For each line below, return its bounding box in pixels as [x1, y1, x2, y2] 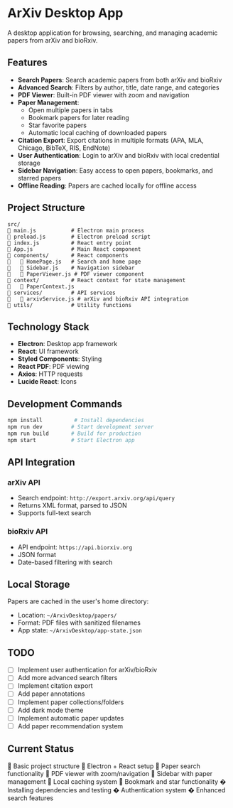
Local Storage [7, 578, 70, 591]
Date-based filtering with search [17, 558, 113, 566]
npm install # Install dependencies [7, 417, 144, 424]
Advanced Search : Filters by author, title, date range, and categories [17, 83, 220, 92]
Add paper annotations [17, 689, 85, 698]
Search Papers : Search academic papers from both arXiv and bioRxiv [17, 75, 222, 84]
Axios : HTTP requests [17, 370, 83, 378]
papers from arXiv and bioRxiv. [7, 36, 98, 44]
